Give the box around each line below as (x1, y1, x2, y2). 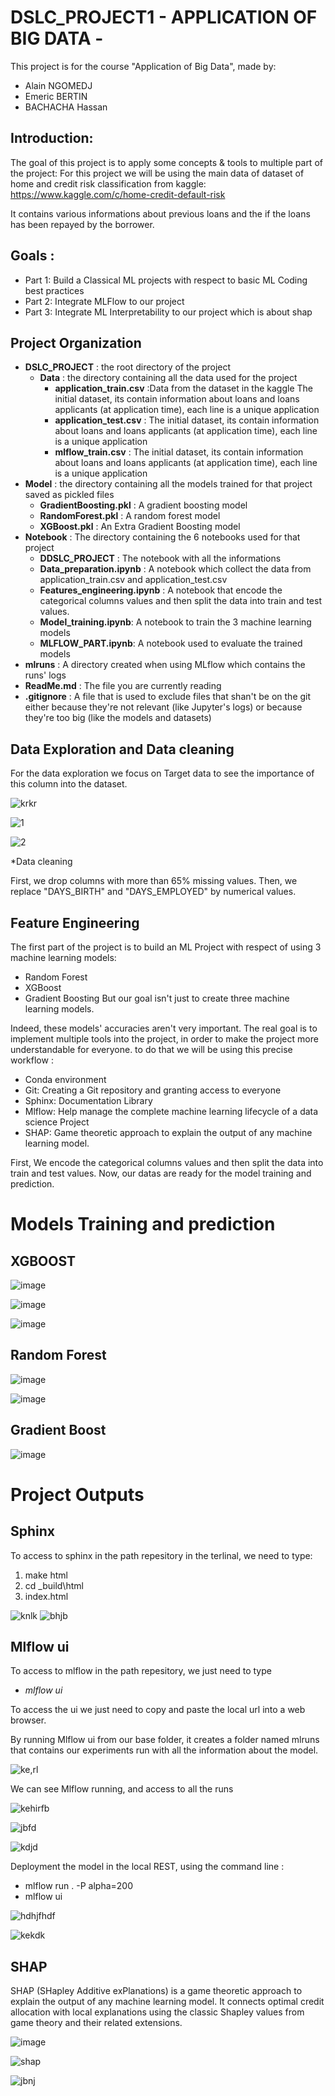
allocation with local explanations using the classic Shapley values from (10, 2006, 305, 2018)
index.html (24, 1590, 69, 1602)
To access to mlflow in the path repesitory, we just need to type (10, 1665, 272, 1677)
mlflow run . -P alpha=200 (24, 1880, 134, 1892)
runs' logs (24, 669, 67, 681)
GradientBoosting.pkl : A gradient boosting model (39, 499, 248, 511)
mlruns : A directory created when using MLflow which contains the (24, 659, 306, 671)
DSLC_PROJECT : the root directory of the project (24, 361, 232, 373)
